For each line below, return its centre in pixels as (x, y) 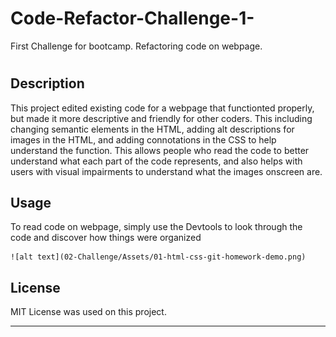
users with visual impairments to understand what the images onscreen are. (166, 171)
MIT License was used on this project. (88, 312)
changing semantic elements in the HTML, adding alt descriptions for (152, 129)
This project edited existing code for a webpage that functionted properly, (162, 108)
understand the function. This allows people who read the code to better (160, 150)
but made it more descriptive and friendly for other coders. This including (161, 118)
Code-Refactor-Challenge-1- (132, 18)
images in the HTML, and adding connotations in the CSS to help (143, 139)
